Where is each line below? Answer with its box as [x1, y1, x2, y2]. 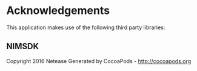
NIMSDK [6, 41, 39, 52]
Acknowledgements [6, 4, 110, 18]
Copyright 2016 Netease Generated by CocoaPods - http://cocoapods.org [6, 57, 192, 64]
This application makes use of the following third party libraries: [6, 24, 165, 31]
